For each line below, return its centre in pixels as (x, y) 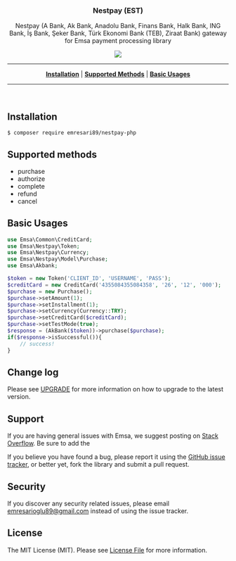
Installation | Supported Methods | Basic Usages (118, 74)
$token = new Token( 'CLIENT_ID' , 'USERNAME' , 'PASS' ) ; (89, 279)
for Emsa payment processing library (118, 41)
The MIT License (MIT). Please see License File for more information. (107, 550)
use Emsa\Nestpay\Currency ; (48, 253)
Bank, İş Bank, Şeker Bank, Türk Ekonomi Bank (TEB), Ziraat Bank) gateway (118, 33)
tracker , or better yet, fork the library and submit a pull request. (98, 465)
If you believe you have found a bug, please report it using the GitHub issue (117, 457)
